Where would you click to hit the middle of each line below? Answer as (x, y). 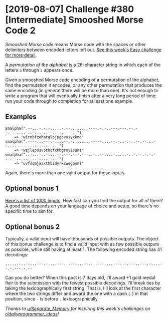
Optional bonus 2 (33, 227)
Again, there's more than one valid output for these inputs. (65, 173)
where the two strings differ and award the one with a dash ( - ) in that (76, 293)
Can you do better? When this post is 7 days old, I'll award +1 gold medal (80, 278)
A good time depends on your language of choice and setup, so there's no (82, 206)
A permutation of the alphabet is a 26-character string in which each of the (83, 65)
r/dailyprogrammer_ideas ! (32, 314)
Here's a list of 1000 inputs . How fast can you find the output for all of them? (84, 200)
